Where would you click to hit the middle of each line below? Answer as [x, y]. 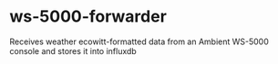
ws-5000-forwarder [88, 17]
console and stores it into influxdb [73, 50]
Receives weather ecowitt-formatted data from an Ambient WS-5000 [139, 41]
